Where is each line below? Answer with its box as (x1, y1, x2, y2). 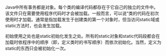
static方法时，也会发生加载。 (5, 23, 64, 28)
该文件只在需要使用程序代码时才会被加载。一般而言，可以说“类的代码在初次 (5, 10, 160, 16)
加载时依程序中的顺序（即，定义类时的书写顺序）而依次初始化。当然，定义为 (5, 39, 162, 45)
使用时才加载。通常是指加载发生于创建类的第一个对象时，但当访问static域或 (5, 17, 160, 22)
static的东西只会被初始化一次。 (5, 46, 68, 51)
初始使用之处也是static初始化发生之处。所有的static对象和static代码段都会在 (5, 33, 160, 39)
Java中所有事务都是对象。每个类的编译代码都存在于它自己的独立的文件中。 (5, 4, 159, 10)
